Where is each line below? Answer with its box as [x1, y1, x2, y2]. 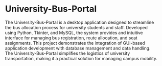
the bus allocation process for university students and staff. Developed [5, 24, 148, 30]
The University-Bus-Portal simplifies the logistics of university [5, 50, 130, 56]
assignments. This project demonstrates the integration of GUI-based [5, 40, 145, 46]
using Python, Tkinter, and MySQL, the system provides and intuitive [5, 30, 143, 35]
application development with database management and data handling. [5, 45, 151, 51]
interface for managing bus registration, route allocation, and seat [5, 35, 138, 41]
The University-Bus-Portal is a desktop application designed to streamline [5, 19, 154, 25]
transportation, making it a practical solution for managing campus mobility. [5, 55, 158, 61]
